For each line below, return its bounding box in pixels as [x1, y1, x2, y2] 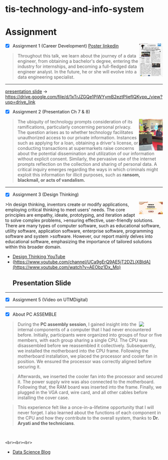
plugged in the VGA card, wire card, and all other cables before [17, 390, 147, 396]
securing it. [17, 364, 41, 370]
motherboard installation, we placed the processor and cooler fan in [17, 353, 157, 359]
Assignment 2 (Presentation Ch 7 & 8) [12, 109, 90, 115]
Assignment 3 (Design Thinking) [12, 191, 79, 198]
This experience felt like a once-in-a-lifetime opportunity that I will [17, 405, 154, 411]
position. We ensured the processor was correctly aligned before [17, 359, 151, 365]
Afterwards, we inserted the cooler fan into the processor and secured [17, 374, 163, 380]
